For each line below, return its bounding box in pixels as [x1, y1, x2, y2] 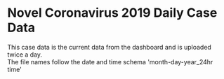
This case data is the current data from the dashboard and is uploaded [7, 43, 212, 51]
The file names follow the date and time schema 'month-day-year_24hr [7, 57, 213, 66]
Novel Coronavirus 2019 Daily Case [7, 5, 218, 21]
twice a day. [7, 50, 43, 59]
